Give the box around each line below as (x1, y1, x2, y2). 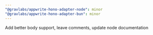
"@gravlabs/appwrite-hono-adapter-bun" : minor (5, 12, 101, 16)
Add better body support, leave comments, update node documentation (5, 24, 149, 30)
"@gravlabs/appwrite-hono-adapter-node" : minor (5, 7, 103, 12)
